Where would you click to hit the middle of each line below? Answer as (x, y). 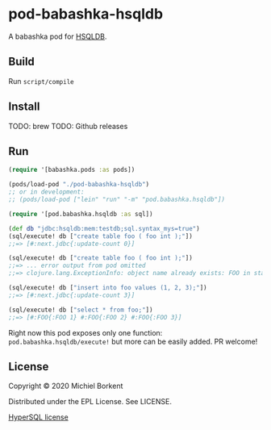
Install (24, 107)
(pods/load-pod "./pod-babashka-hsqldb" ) (79, 185)
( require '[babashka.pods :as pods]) (72, 170)
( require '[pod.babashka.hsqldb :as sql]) (81, 214)
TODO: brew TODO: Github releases (68, 126)
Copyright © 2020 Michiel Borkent (66, 386)
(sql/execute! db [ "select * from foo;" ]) (81, 310)
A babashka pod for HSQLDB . (58, 36)
